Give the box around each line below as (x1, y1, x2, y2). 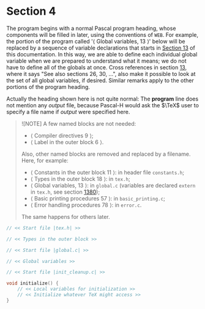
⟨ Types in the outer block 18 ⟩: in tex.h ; (30, 175, 130, 182)
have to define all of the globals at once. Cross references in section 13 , (6, 63, 187, 71)
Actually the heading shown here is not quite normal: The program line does (6, 95, 199, 102)
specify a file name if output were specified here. (6, 108, 130, 115)
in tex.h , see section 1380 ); (30, 188, 100, 196)
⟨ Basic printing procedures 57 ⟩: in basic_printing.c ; (30, 194, 165, 202)
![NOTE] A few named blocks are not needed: (21, 120, 136, 127)
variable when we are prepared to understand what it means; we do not (6, 57, 187, 64)
